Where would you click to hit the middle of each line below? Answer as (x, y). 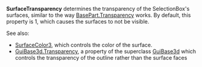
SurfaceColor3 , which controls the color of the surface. (84, 45)
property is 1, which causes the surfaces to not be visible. (78, 21)
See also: (18, 33)
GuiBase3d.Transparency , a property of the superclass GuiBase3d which (106, 51)
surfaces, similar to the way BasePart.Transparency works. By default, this (99, 15)
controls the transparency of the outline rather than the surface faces (101, 58)
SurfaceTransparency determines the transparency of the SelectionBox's (98, 9)
